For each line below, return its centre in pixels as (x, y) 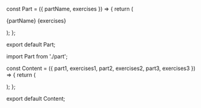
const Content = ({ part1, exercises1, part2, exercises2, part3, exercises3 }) (101, 68)
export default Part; (31, 44)
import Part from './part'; (37, 56)
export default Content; (36, 98)
